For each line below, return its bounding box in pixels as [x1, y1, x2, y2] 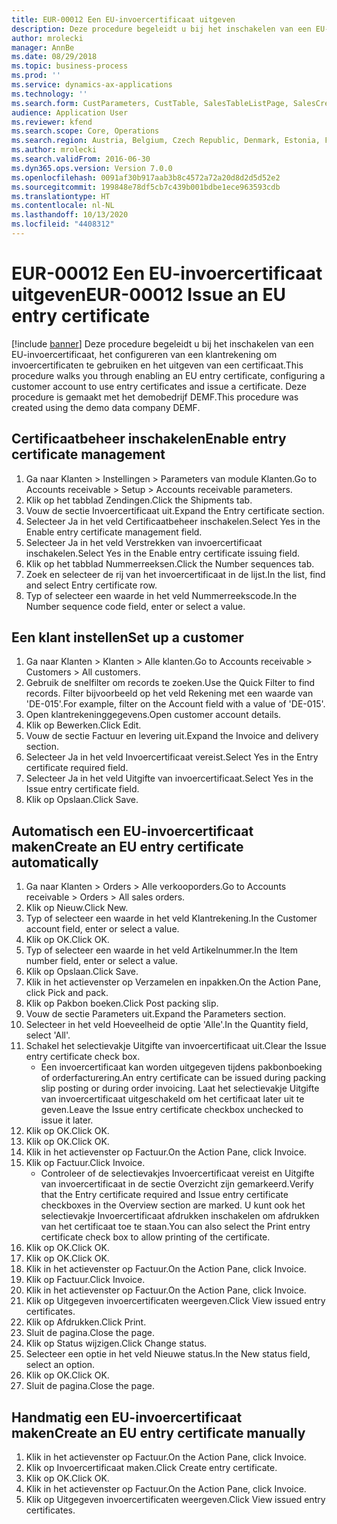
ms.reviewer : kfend [11, 117, 93, 127]
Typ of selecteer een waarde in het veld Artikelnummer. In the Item [25, 944, 299, 956]
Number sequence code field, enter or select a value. [25, 600, 246, 612]
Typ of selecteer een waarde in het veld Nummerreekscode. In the [25, 589, 298, 601]
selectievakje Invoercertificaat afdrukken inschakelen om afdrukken [40, 1210, 320, 1222]
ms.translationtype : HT [11, 191, 111, 201]
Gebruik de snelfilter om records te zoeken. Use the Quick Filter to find [25, 677, 316, 689]
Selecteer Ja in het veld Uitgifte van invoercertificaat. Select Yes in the [25, 772, 314, 785]
